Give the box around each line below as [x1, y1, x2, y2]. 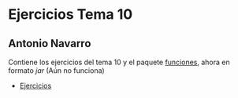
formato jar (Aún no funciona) [8, 66, 105, 75]
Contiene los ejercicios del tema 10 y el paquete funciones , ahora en [8, 57, 230, 67]
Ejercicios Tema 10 [8, 5, 133, 24]
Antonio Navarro [8, 37, 91, 50]
